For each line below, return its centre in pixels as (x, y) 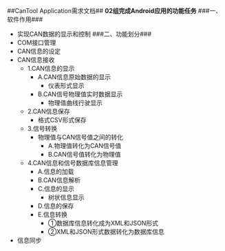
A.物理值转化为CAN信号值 (85, 146)
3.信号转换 (42, 129)
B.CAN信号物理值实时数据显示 (80, 94)
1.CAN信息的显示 (51, 68)
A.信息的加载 (56, 172)
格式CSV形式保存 (62, 120)
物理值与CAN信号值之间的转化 (81, 137)
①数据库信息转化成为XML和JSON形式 (103, 223)
